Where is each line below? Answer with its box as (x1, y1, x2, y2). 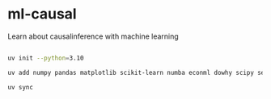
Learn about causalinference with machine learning (7, 31, 179, 41)
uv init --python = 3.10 (7, 54, 84, 62)
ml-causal (7, 5, 78, 23)
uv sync (7, 83, 34, 91)
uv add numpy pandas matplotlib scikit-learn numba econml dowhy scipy (7, 68, 254, 76)
